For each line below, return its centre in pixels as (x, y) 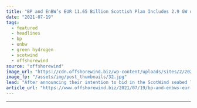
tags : (13, 22)
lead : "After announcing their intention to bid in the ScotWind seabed (97, 83)
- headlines (26, 33)
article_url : (22, 88)
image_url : (19, 72)
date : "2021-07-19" (30, 17)
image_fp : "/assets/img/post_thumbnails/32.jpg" (67, 77)
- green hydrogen (33, 50)
